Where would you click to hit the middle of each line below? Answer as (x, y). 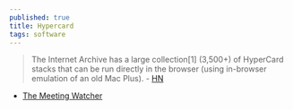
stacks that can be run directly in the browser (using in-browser (149, 69)
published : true (39, 17)
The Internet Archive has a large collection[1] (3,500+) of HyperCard (157, 60)
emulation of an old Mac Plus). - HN (97, 79)
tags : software (38, 34)
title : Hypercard (42, 26)
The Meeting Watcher (62, 96)
